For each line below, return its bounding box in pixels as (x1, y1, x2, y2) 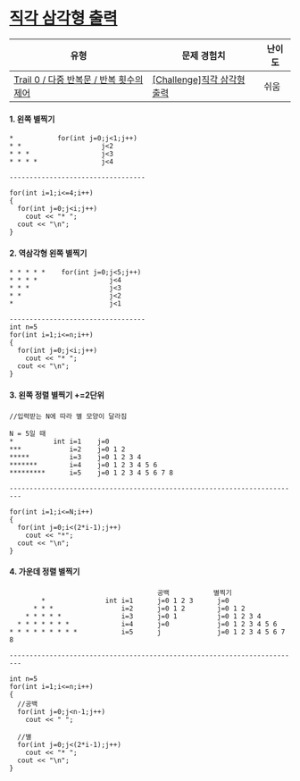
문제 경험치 (181, 49, 226, 62)
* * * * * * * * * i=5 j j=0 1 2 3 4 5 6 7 (9, 627, 286, 636)
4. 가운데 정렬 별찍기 (9, 567, 80, 577)
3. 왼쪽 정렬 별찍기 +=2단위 (9, 390, 104, 400)
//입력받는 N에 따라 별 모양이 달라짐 (9, 412, 128, 421)
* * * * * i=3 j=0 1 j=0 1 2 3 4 (25, 611, 262, 621)
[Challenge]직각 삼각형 (151, 73, 246, 86)
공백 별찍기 (156, 588, 232, 597)
